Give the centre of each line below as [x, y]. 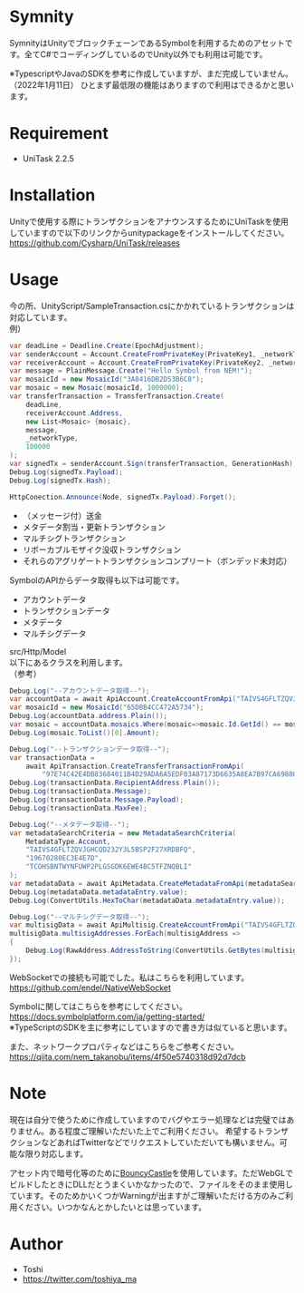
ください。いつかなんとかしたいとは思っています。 [111, 1207]
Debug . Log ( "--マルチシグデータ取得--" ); [80, 917]
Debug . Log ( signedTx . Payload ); [66, 472]
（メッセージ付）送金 [62, 515]
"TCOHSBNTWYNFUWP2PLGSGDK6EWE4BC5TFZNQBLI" [109, 867]
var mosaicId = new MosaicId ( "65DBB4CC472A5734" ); [107, 708]
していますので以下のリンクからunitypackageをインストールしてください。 [149, 232]
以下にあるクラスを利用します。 [69, 662]
